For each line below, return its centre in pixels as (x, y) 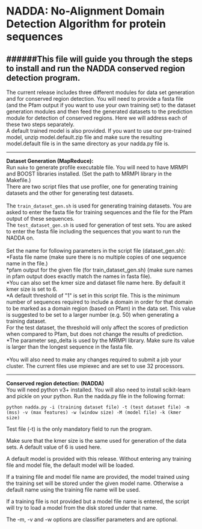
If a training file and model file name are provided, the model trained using (98, 477)
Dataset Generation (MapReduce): (50, 161)
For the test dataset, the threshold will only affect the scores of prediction (97, 328)
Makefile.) (19, 180)
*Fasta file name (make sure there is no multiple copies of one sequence (96, 257)
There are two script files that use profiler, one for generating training (92, 186)
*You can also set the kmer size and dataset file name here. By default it (96, 283)
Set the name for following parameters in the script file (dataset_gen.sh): (96, 251)
